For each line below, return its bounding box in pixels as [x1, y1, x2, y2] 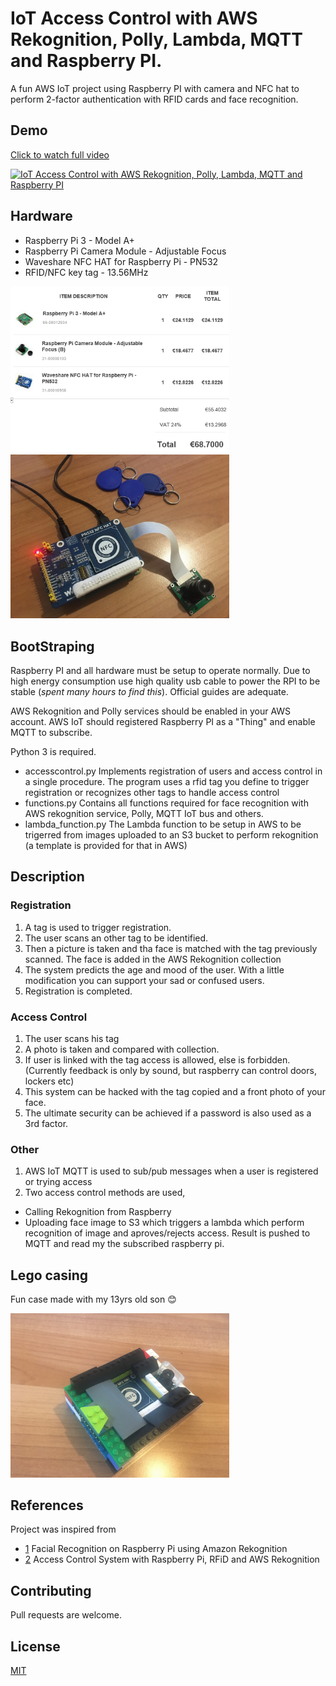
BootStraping [10, 638, 95, 655]
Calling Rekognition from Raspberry [24, 1206, 172, 1218]
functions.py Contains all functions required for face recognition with [24, 797, 309, 809]
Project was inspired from [10, 1523, 117, 1536]
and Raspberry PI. [10, 50, 163, 72]
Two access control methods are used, [24, 1187, 186, 1199]
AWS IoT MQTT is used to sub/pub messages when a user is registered [24, 1165, 319, 1177]
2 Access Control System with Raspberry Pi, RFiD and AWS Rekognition [24, 1553, 320, 1566]
